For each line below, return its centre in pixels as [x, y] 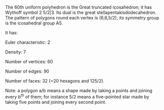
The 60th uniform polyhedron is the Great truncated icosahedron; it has [79, 7]
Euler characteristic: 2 [28, 42]
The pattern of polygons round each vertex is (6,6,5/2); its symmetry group [82, 18]
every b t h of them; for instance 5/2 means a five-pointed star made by [77, 96]
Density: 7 [15, 52]
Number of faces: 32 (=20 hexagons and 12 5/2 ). [55, 81]
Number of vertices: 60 [29, 61]
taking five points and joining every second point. [56, 102]
